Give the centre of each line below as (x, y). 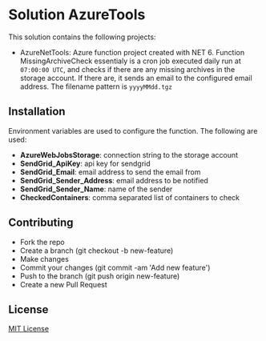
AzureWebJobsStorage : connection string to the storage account (129, 154)
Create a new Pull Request (64, 284)
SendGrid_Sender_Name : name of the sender (96, 189)
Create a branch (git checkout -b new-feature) (97, 251)
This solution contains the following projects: (82, 37)
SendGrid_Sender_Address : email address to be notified (114, 180)
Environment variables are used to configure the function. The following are (133, 130)
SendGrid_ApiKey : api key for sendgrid (85, 163)
